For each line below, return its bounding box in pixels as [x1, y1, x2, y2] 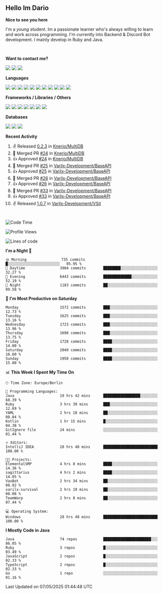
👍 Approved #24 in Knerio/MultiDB [12, 155, 83, 161]
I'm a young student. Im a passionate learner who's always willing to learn [5, 26, 153, 32]
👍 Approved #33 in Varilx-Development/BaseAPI [12, 193, 111, 199]
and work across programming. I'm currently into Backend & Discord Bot [5, 31, 150, 37]
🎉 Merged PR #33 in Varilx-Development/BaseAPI [12, 188, 112, 193]
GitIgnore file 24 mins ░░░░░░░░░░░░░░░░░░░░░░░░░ [5, 427, 158, 432]
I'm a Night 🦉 [5, 248, 32, 253]
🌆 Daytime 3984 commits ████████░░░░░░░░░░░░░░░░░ [5, 266, 158, 270]
